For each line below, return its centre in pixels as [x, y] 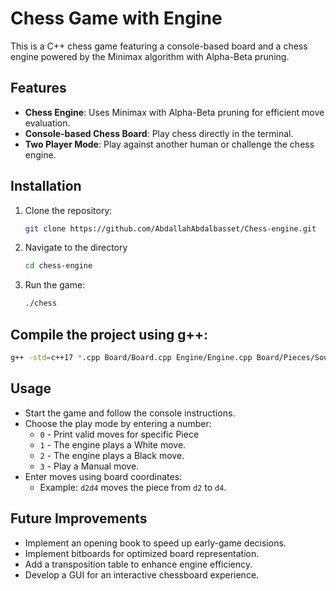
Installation [46, 186]
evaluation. [47, 123]
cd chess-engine [58, 266]
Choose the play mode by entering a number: [118, 423]
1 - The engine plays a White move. [113, 444]
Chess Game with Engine [116, 18]
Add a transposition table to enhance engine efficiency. [138, 564]
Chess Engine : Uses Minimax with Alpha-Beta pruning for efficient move [174, 112]
